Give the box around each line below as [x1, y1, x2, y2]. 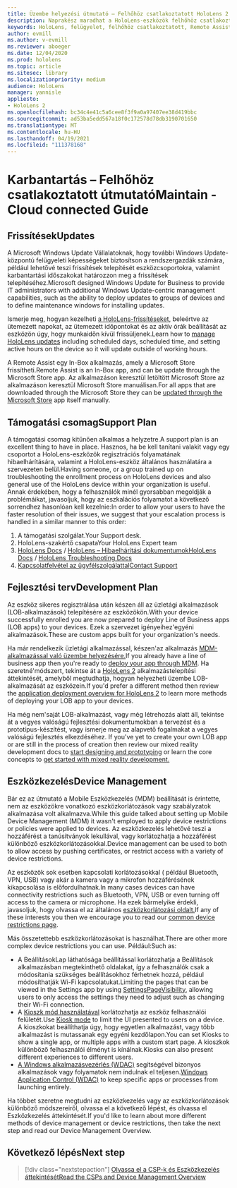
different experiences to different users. [17, 1053, 134, 1061]
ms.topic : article [7, 63, 61, 70]
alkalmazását [7, 681, 46, 690]
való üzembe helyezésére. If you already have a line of [49, 651, 207, 660]
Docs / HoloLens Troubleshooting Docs [17, 553, 133, 562]
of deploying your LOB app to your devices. [7, 696, 134, 705]
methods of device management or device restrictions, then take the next [7, 1119, 221, 1127]
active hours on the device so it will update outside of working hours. [7, 345, 208, 353]
